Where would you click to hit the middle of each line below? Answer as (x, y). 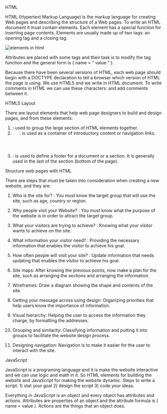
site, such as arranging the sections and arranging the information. (81, 276)
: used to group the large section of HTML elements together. (75, 128)
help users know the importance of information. (61, 306)
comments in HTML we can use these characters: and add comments (77, 88)
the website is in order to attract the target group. (63, 216)
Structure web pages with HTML (39, 171)
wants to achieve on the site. (42, 231)
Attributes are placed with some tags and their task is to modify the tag (78, 57)
